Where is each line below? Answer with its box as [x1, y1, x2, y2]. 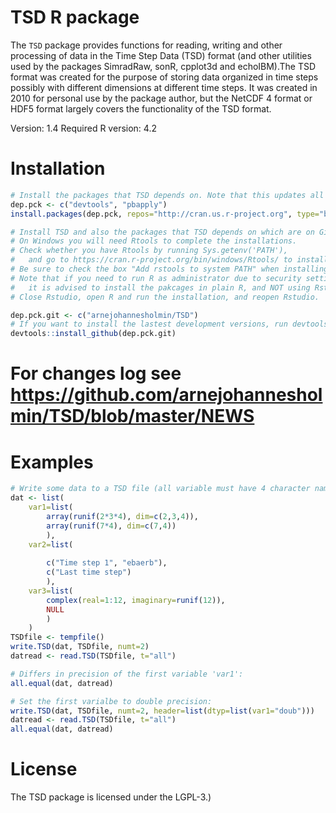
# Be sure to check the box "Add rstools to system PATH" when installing [10, 264, 329, 274]
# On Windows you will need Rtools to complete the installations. [10, 236, 298, 246]
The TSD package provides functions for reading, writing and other [10, 39, 283, 51]
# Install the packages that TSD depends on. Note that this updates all [10, 190, 325, 200]
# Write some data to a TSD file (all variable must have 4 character [10, 484, 311, 494]
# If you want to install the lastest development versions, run [10, 319, 288, 330]
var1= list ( [28, 502, 74, 512]
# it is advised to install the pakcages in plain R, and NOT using [10, 282, 311, 293]
